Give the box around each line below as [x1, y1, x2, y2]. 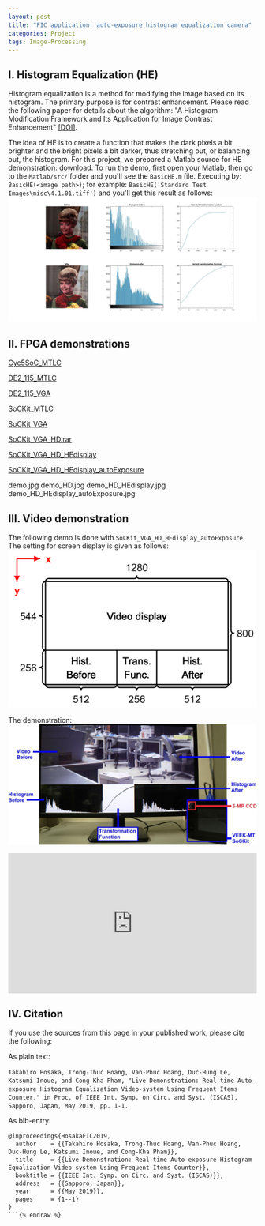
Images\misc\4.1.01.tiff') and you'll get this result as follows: [8, 188, 213, 197]
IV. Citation [8, 1007, 64, 1021]
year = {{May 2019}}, [15, 1187, 104, 1196]
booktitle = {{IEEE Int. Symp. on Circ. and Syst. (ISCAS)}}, [15, 1171, 224, 1180]
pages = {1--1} [15, 1195, 80, 1204]
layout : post [8, 13, 51, 21]
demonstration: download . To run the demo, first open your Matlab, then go [8, 163, 254, 173]
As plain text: [8, 1051, 51, 1062]
